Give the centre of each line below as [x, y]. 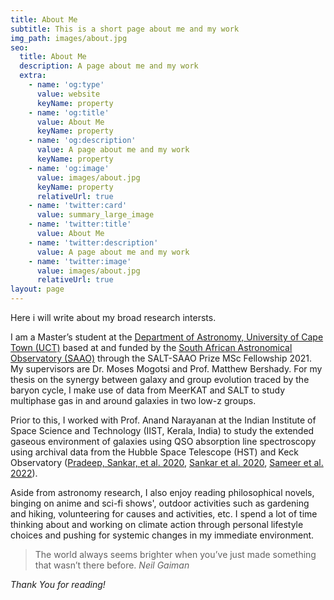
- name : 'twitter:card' [78, 206]
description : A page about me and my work [109, 66]
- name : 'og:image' [69, 168]
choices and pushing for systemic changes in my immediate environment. [162, 535]
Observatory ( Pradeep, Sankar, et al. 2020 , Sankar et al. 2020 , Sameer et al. [167, 462]
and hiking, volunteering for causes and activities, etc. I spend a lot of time [164, 514]
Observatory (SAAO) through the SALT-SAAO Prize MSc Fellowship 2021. [161, 358]
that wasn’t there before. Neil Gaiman [112, 565]
